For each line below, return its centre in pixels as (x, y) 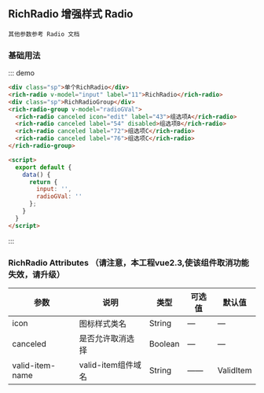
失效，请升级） (37, 274)
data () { (37, 174)
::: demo (22, 73)
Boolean (164, 344)
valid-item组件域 (110, 365)
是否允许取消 (103, 339)
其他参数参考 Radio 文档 (44, 34)
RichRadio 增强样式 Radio (71, 14)
